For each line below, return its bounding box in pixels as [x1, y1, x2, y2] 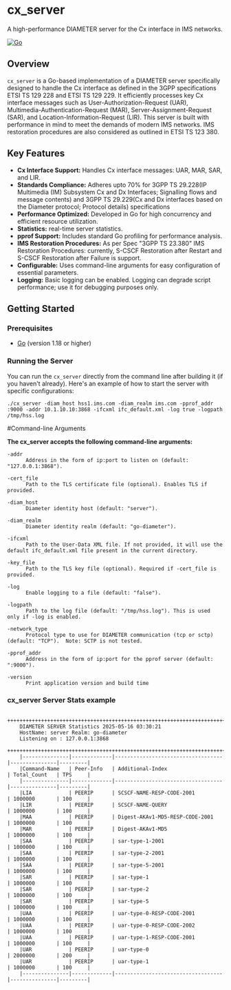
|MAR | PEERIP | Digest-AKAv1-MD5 [19, 825, 168, 832]
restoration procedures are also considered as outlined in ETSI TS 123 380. [7, 127, 220, 136]
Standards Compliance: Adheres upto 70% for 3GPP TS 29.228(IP [16, 180, 208, 189]
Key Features [7, 147, 65, 160]
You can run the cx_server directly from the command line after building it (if [7, 372, 223, 380]
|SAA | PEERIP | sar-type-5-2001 [19, 861, 165, 869]
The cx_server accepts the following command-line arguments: [7, 437, 192, 445]
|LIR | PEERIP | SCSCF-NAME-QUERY [19, 801, 168, 808]
